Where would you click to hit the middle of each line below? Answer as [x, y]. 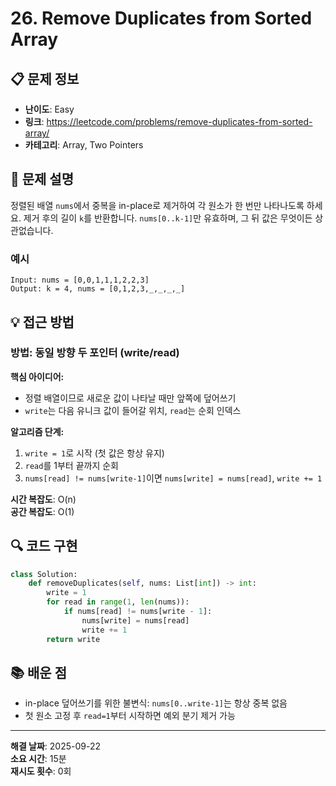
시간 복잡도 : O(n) [43, 499]
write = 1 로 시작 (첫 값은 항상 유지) [94, 453]
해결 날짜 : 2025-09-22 [56, 746]
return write [73, 639]
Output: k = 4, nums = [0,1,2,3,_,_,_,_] [98, 289]
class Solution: [44, 574]
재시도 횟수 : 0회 [41, 771]
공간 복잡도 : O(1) [42, 511]
